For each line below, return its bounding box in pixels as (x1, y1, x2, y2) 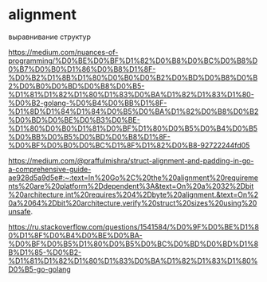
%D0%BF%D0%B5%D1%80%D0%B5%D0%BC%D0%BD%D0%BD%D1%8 (8, 239, 259, 249)
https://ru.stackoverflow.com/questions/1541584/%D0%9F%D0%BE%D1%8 (8, 221, 259, 232)
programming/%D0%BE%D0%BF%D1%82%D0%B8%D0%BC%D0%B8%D (8, 56, 258, 65)
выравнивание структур (8, 32, 92, 41)
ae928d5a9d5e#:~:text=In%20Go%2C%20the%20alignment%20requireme (8, 173, 259, 182)
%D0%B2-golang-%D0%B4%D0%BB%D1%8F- (8, 98, 167, 108)
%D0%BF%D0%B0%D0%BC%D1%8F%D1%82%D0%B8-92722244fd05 (8, 140, 250, 150)
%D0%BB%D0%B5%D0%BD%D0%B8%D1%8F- (8, 131, 171, 141)
